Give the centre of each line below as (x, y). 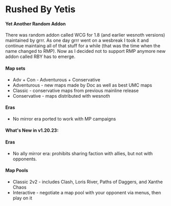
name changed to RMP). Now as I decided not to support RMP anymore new (86, 51)
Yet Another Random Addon (36, 23)
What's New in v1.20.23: (32, 130)
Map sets (15, 68)
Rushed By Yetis (40, 9)
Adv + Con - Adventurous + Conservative (56, 79)
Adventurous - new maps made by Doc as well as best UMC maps (82, 85)
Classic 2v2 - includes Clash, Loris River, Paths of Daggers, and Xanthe (88, 182)
